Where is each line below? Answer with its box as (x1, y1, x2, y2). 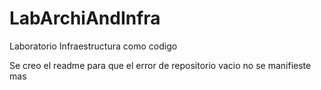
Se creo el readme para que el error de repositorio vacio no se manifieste (9, 59, 312, 71)
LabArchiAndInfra (9, 7, 161, 30)
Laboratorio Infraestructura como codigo (9, 40, 178, 52)
